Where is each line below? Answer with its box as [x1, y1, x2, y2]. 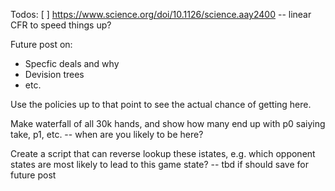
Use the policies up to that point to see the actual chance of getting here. [10, 99, 312, 110]
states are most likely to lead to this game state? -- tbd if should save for [10, 159, 309, 170]
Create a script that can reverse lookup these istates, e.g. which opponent [10, 148, 316, 159]
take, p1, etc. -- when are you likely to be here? [10, 129, 204, 140]
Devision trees [24, 69, 85, 80]
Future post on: [10, 39, 73, 50]
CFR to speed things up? [10, 19, 112, 31]
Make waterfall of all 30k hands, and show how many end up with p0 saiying [10, 118, 326, 129]
